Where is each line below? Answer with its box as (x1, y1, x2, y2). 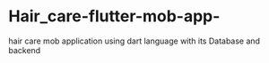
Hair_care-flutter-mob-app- (8, 6, 221, 27)
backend (8, 44, 41, 55)
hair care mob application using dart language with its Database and (8, 35, 261, 46)
